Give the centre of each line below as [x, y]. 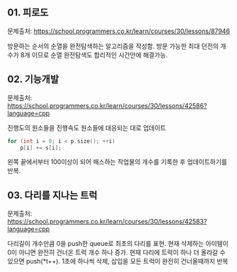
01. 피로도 [28, 13]
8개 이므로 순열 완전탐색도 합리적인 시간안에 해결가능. [94, 54]
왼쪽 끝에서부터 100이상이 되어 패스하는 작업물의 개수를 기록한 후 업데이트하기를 [117, 162]
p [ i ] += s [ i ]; [41, 148]
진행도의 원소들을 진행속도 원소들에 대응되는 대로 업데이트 [87, 128]
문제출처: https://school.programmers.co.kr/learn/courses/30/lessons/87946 [119, 31]
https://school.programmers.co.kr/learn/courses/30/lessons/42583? [107, 222]
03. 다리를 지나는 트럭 [52, 195]
